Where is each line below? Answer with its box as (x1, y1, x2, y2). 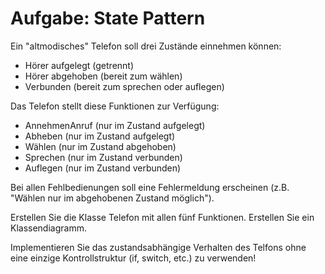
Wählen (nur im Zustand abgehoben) (24, 140, 177, 152)
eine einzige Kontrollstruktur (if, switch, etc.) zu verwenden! (10, 252, 257, 264)
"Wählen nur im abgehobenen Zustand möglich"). (10, 192, 215, 204)
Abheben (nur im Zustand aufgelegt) (24, 130, 176, 142)
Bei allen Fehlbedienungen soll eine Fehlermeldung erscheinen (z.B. (10, 181, 290, 193)
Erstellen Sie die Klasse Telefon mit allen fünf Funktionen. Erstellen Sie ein (10, 211, 315, 223)
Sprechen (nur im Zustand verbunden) (24, 151, 183, 163)
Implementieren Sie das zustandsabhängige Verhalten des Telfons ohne (10, 241, 307, 253)
